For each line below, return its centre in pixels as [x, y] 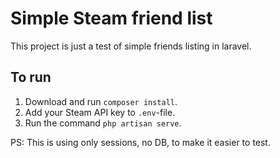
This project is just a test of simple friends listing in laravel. [131, 46]
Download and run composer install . [101, 101]
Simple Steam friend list [111, 18]
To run [31, 77]
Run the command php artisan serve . [103, 123]
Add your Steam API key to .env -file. [100, 112]
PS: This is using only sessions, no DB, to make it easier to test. [140, 142]
